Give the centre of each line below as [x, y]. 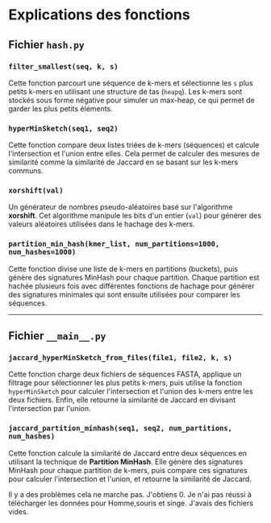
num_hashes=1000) [42, 252]
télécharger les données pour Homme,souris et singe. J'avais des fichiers [131, 503]
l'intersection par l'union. [50, 409]
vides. [19, 511]
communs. [26, 171]
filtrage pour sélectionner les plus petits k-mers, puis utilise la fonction [125, 383]
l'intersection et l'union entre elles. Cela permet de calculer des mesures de [134, 154]
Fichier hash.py [46, 45]
